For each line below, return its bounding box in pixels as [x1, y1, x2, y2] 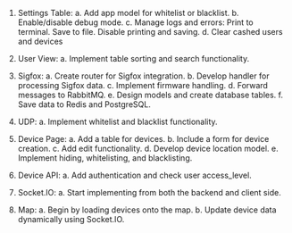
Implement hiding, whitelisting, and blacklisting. [17, 153, 193, 163]
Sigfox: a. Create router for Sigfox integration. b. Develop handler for [17, 71, 270, 81]
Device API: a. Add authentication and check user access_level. [17, 170, 252, 180]
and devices [17, 36, 63, 46]
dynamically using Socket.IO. [17, 214, 125, 224]
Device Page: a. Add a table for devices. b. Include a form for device [17, 134, 270, 144]
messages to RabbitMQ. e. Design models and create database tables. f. [17, 89, 284, 100]
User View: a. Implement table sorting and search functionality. [17, 54, 250, 63]
